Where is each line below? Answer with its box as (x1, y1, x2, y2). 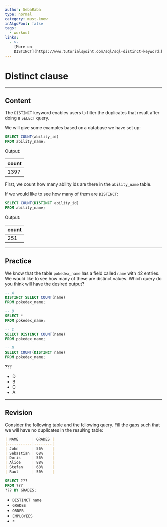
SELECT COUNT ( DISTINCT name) (5, 350, 66, 355)
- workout (9, 30, 30, 35)
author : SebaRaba (5, 7, 41, 12)
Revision (5, 408, 33, 417)
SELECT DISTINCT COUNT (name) (5, 332, 66, 337)
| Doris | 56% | (5, 455, 55, 460)
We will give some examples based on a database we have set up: (5, 125, 141, 131)
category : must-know (5, 16, 48, 21)
